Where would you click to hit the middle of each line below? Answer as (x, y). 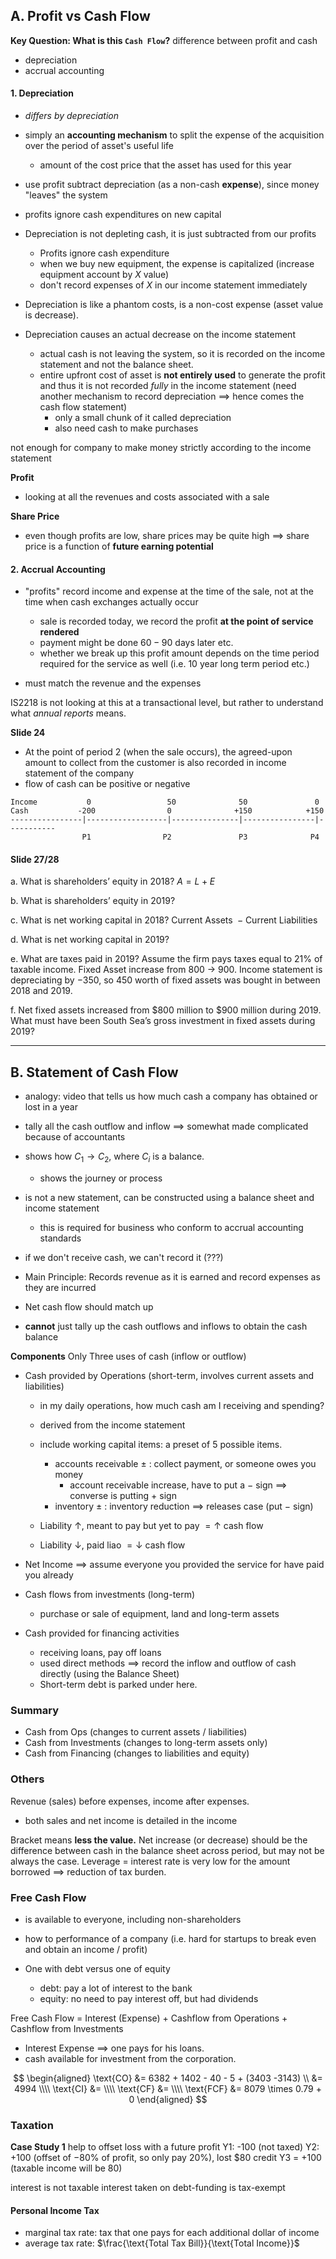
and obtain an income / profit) (86, 1949)
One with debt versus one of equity (97, 1968)
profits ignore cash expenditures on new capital (123, 215)
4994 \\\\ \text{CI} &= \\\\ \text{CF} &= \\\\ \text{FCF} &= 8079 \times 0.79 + (168, 2088)
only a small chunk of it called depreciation (143, 418)
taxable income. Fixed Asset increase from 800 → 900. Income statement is (166, 970)
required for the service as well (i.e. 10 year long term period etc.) (174, 664)
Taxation (32, 2125)
